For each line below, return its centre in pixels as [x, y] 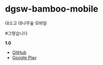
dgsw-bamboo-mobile [52, 9]
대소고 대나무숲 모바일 [26, 23]
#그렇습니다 [16, 33]
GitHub [19, 52]
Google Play [24, 57]
